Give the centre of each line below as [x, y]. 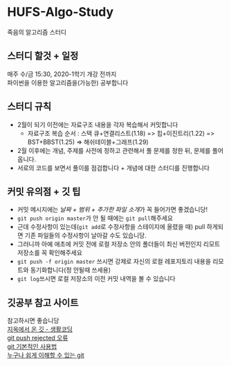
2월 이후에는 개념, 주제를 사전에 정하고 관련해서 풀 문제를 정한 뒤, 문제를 [114, 150]
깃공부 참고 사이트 [43, 303]
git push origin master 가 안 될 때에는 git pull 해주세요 [95, 218]
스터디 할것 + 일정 [43, 56]
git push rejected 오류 [38, 338]
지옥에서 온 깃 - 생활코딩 [40, 329]
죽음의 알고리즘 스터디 [37, 32]
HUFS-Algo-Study [61, 12]
